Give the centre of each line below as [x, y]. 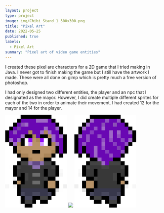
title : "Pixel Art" [25, 26]
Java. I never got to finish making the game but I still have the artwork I [77, 72]
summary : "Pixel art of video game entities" [53, 52]
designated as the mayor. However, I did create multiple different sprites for [82, 97]
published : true [22, 37]
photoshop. [17, 83]
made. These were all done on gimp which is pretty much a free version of [81, 77]
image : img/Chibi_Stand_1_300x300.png [45, 21]
